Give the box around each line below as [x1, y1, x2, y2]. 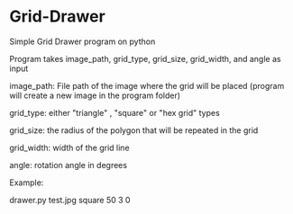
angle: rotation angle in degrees [9, 159, 128, 170]
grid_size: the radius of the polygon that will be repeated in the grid [9, 124, 259, 136]
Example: [9, 177, 44, 188]
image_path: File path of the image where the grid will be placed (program [9, 80, 285, 91]
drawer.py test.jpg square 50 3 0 [9, 194, 131, 205]
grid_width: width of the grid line [9, 142, 130, 153]
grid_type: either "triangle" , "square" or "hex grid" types [9, 107, 221, 118]
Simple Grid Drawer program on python [9, 36, 156, 47]
